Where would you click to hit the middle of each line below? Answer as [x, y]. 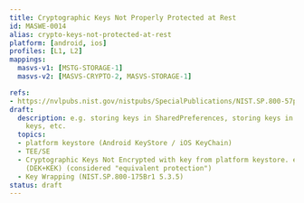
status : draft [36, 185]
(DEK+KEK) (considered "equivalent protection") [119, 168]
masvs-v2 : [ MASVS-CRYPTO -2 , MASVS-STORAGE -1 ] [105, 77]
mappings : [28, 60]
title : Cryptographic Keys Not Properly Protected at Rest [123, 18]
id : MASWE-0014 [38, 26]
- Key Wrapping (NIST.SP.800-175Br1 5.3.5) [100, 177]
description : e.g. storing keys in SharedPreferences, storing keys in [156, 118]
